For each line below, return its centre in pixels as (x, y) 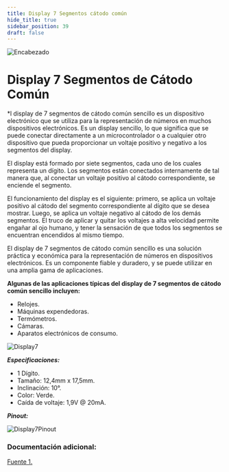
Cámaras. (31, 326)
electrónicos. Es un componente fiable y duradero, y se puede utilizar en (110, 263)
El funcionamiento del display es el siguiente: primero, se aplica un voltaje (111, 199)
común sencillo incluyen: (44, 291)
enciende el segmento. (39, 186)
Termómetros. (37, 319)
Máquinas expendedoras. (53, 312)
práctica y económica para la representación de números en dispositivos (110, 256)
